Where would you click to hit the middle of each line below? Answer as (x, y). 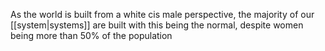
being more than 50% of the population (91, 35)
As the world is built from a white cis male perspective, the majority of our (162, 14)
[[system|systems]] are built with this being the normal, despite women (157, 25)
